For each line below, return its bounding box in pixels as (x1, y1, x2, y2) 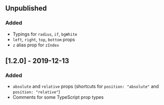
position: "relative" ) (12, 89, 61, 95)
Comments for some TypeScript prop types (12, 94, 104, 100)
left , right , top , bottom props (12, 36, 75, 42)
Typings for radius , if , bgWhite (12, 31, 77, 37)
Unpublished (5, 4, 47, 13)
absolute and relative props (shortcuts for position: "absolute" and (12, 84, 159, 90)
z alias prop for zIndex (12, 42, 60, 48)
